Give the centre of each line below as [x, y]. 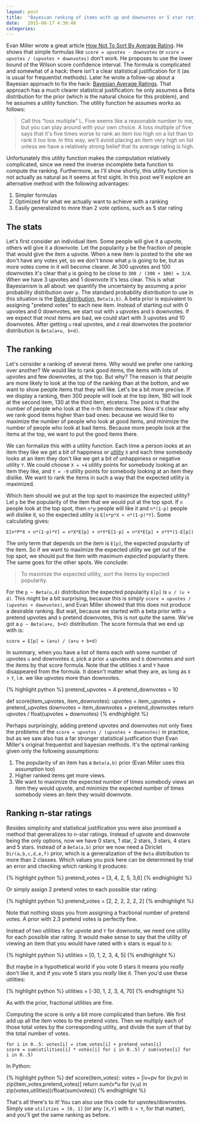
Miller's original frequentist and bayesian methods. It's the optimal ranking [98, 744]
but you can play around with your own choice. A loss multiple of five [106, 127]
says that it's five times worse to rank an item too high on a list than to [107, 134]
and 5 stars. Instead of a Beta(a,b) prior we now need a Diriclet [84, 847]
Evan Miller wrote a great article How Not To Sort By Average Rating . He [95, 46]
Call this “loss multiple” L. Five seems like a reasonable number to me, [107, 121]
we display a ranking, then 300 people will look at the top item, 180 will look [99, 395]
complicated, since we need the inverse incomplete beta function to [90, 164]
